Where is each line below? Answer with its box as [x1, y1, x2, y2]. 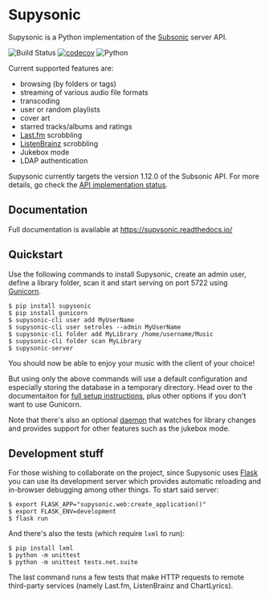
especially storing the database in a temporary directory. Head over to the [8, 382, 253, 391]
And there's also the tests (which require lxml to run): [8, 529, 185, 539]
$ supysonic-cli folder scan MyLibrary [8, 337, 142, 345]
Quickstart [8, 248, 63, 262]
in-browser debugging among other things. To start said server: [8, 485, 219, 495]
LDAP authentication [19, 155, 88, 166]
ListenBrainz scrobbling [19, 138, 99, 148]
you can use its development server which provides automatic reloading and [8, 477, 261, 486]
